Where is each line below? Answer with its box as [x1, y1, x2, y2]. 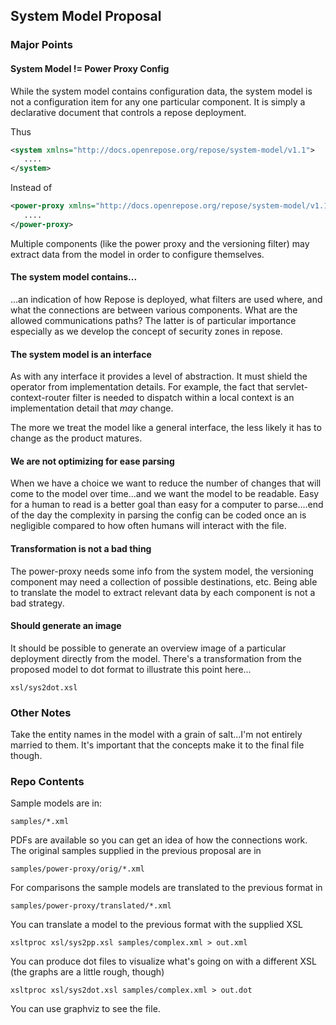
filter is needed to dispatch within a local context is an [72, 392, 295, 404]
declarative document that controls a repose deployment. [10, 106, 247, 118]
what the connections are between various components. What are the [10, 304, 298, 316]
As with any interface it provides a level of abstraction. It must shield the [10, 370, 308, 383]
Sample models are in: [10, 797, 102, 809]
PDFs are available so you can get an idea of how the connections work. [10, 834, 308, 846]
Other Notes [10, 705, 72, 719]
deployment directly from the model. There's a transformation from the [10, 652, 302, 664]
